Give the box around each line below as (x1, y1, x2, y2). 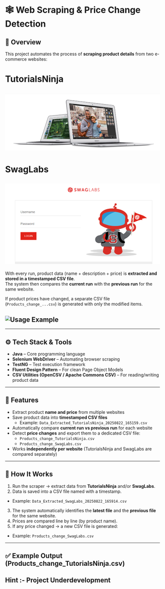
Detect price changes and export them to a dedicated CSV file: (12, 430, 140, 436)
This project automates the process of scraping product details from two (5, 51, 154, 57)
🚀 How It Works (5, 470, 53, 479)
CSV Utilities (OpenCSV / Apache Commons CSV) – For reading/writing (12, 372, 159, 378)
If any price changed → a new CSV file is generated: (12, 523, 118, 529)
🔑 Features (5, 396, 39, 405)
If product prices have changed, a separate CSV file (5, 296, 110, 302)
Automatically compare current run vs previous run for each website (12, 425, 153, 431)
